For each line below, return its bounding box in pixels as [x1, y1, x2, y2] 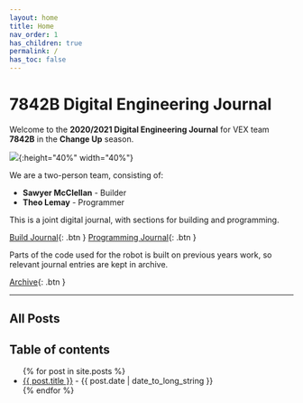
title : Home [9, 22, 54, 31]
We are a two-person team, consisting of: [9, 169, 164, 181]
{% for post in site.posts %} [22, 366, 126, 377]
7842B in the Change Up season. [9, 133, 134, 145]
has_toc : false [9, 55, 67, 64]
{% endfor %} [22, 385, 75, 396]
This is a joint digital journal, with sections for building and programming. [9, 214, 280, 225]
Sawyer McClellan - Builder [22, 187, 127, 198]
